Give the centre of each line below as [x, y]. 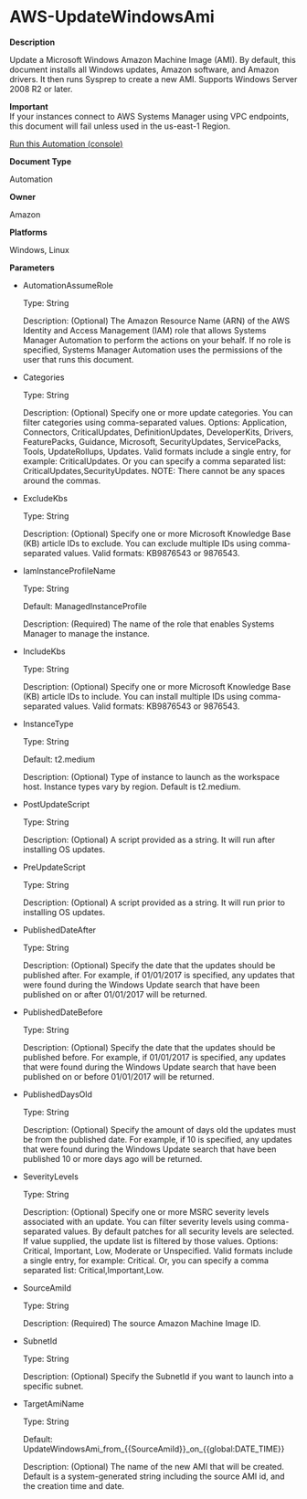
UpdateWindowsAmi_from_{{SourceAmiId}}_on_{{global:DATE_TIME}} [153, 1449]
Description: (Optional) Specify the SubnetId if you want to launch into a [158, 1376]
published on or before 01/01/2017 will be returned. [118, 1076]
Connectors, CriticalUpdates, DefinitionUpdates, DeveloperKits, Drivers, [158, 432]
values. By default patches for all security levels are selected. [179, 1231]
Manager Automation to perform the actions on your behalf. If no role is [157, 340]
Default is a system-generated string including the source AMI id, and [153, 1476]
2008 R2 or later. [41, 89]
